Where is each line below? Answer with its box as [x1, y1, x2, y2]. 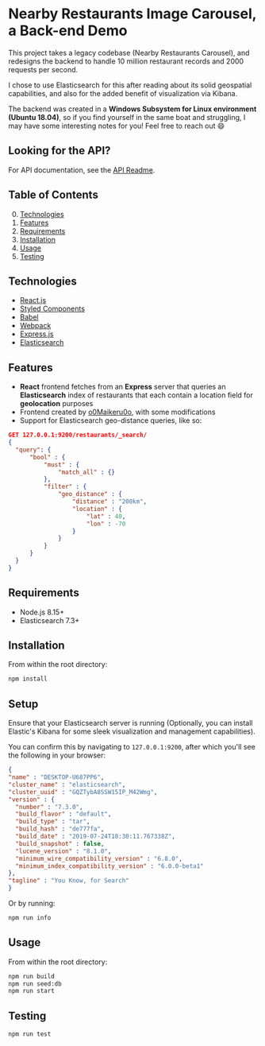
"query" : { [15, 446, 52, 454]
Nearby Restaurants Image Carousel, [8, 5, 256, 23]
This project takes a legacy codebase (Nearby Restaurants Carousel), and [8, 48, 250, 57]
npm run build [8, 972, 56, 980]
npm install [8, 675, 48, 684]
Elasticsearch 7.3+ [19, 615, 80, 625]
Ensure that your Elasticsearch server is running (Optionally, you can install [8, 719, 253, 728]
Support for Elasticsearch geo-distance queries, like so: [19, 416, 202, 425]
